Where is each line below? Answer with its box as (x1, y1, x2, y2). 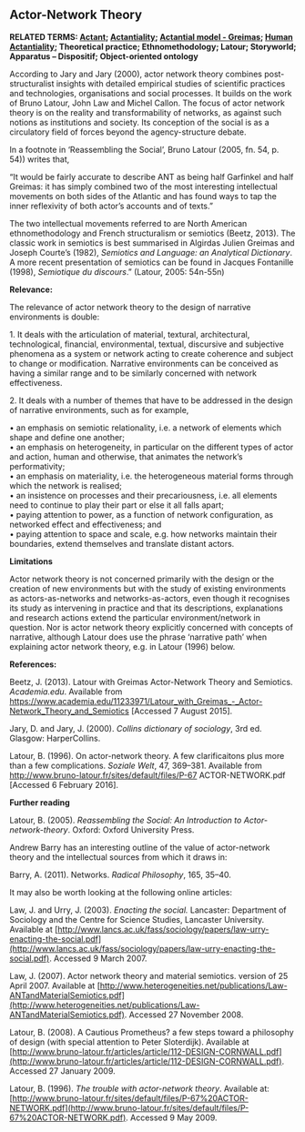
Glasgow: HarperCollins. (9, 733, 101, 743)
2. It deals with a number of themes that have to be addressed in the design (9, 395, 293, 406)
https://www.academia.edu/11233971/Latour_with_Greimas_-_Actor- (9, 695, 263, 706)
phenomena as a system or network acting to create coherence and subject (9, 348, 294, 359)
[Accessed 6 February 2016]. (9, 779, 119, 790)
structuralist (9, 77, 55, 89)
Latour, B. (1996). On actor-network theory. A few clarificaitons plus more (9, 750, 285, 761)
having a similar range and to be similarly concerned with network (9, 368, 258, 379)
